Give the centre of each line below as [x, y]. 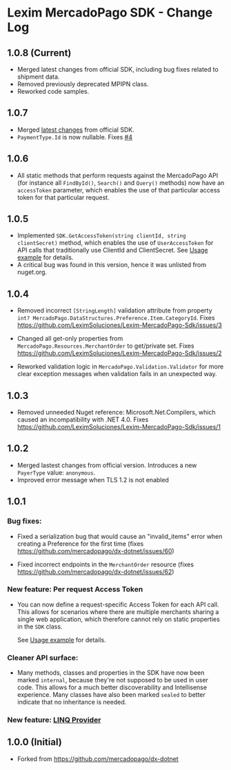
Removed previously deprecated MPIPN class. [83, 84]
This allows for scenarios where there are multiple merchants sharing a [118, 611]
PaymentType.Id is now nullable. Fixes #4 [75, 137]
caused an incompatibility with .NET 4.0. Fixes [83, 419]
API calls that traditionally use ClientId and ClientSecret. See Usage [112, 250]
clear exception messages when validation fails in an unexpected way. [117, 374]
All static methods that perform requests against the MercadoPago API [118, 175]
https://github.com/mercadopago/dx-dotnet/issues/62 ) [96, 571]
